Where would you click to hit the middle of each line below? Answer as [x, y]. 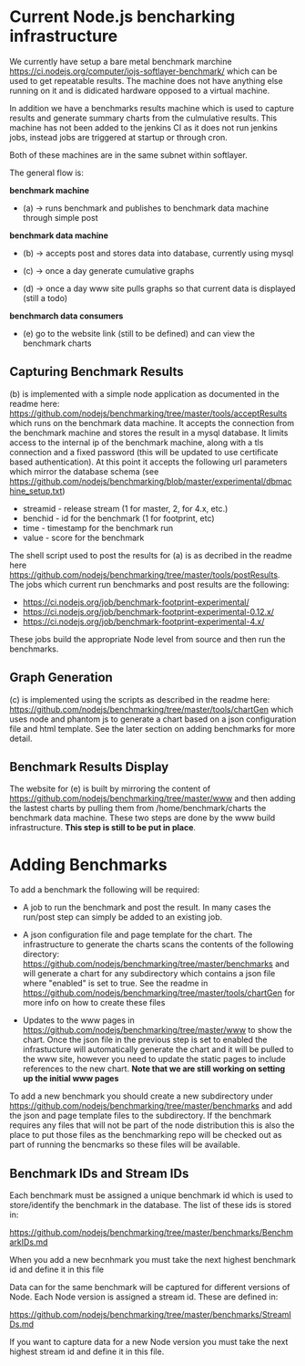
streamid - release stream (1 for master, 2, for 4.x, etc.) [125, 508]
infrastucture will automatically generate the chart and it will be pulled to [158, 1049]
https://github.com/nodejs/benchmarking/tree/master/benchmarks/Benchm [152, 1233]
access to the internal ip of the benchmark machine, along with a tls [137, 442]
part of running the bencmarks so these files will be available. [125, 1145]
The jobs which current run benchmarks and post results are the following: [149, 584]
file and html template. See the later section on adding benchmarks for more [152, 728]
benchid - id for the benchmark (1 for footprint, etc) [119, 518]
